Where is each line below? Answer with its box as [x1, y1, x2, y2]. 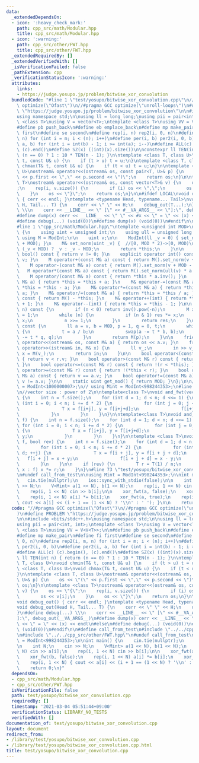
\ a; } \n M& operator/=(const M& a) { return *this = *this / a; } [17, 290, 195, 296]
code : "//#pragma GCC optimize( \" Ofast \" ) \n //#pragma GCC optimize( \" [11, 505, 190, 511]
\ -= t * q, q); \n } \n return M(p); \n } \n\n [17, 334, 174, 340]
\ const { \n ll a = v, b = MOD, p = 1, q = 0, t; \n [17, 323, 166, 329]
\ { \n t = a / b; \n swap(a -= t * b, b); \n [17, 329, 184, 335]
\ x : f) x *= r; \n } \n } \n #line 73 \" [17, 466, 120, 472]
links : [17, 86, 33, 92]
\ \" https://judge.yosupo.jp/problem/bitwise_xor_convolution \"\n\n [17, 108, 190, 114]
